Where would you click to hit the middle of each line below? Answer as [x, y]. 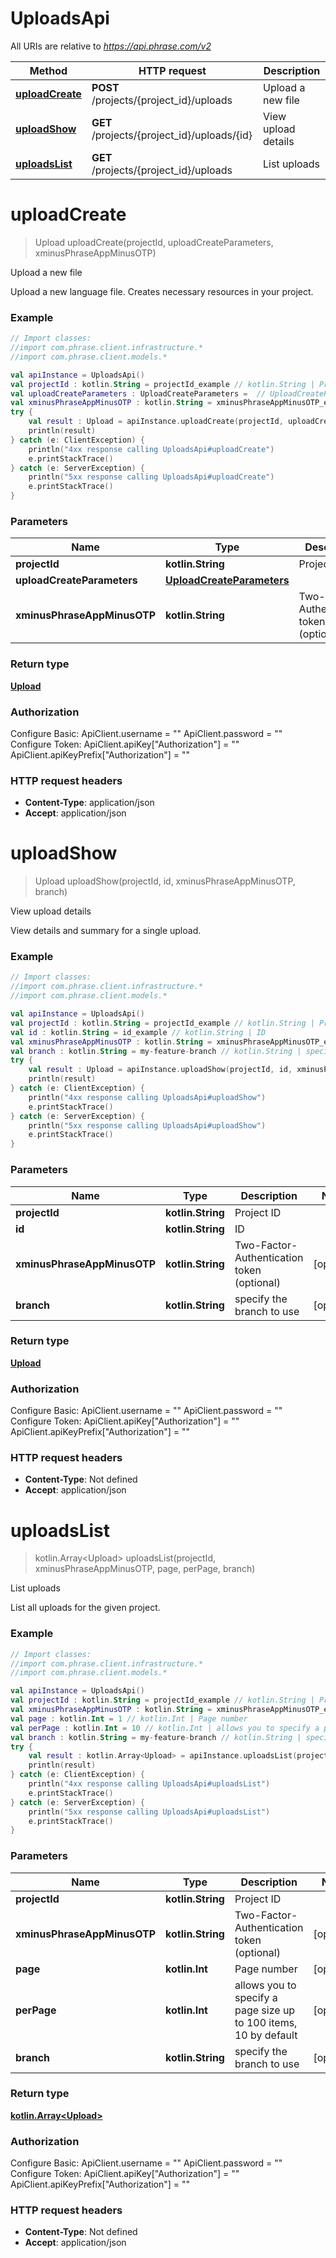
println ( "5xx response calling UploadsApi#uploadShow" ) [147, 1125]
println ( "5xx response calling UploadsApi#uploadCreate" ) [151, 477]
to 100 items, [266, 2022]
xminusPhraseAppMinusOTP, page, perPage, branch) [145, 1569]
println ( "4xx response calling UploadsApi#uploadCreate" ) [151, 449]
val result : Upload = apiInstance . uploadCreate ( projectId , [156, 422]
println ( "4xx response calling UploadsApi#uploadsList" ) [149, 1784]
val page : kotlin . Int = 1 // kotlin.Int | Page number [129, 1718]
